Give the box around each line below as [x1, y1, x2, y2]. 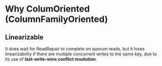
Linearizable [5, 33, 44, 41]
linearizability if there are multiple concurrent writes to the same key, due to [5, 51, 157, 57]
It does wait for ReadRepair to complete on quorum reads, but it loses [5, 46, 145, 51]
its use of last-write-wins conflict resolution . [5, 56, 97, 62]
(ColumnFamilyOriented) [5, 14, 108, 25]
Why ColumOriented [5, 3, 90, 15]
